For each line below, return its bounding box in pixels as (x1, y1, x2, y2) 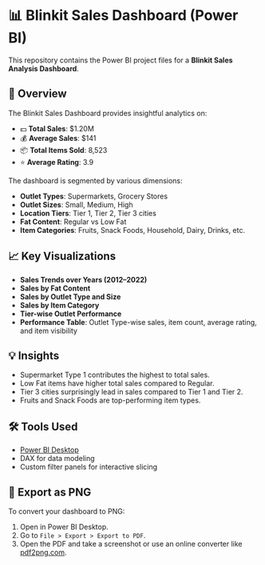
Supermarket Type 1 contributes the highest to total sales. (19, 370, 210, 380)
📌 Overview (8, 87, 67, 101)
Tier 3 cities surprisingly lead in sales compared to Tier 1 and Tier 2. (19, 387, 243, 397)
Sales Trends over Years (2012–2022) (19, 274, 148, 284)
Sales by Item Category (19, 300, 100, 310)
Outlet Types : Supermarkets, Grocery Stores (19, 191, 168, 201)
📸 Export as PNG (8, 485, 92, 499)
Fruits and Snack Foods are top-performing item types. (19, 395, 201, 405)
